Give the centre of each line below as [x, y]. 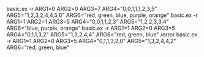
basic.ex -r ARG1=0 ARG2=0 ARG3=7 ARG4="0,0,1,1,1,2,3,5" [82, 9]
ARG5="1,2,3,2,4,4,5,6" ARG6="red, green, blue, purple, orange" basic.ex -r [102, 15]
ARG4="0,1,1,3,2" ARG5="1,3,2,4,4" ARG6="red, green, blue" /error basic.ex [102, 35]
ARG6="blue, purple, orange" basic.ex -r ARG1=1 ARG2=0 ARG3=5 [91, 28]
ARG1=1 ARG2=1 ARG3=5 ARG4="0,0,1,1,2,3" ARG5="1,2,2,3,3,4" [88, 22]
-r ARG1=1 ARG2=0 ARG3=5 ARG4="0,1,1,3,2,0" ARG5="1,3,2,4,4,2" [91, 41]
